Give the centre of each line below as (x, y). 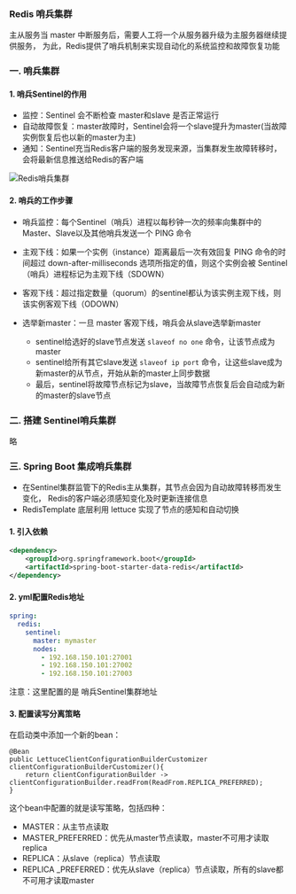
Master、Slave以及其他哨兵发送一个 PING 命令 (107, 233)
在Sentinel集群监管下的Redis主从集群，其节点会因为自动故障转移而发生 (152, 487)
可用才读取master (62, 881)
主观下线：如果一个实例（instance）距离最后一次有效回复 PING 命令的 (150, 252)
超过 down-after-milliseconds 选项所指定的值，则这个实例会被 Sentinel (159, 262)
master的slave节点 (77, 395)
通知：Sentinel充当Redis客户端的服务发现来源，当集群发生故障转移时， (152, 149)
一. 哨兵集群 (35, 71)
